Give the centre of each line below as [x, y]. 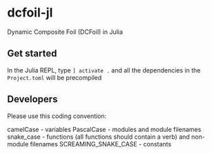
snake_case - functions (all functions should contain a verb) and [98, 137]
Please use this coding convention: [57, 116]
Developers [32, 99]
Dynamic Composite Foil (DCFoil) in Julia [65, 32]
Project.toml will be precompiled [55, 77]
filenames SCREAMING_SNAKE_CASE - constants [100, 144]
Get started [32, 54]
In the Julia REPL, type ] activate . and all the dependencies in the [104, 70]
